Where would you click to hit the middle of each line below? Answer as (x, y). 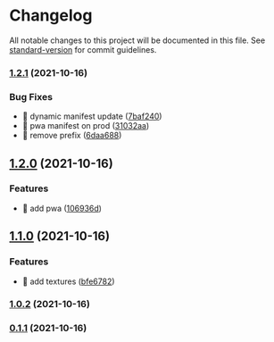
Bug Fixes (31, 96)
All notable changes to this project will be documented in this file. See (137, 40)
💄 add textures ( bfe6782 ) (68, 281)
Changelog (51, 16)
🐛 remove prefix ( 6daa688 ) (72, 136)
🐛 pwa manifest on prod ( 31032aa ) (86, 126)
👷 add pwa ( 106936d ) (62, 208)
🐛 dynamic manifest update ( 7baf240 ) (92, 116)
